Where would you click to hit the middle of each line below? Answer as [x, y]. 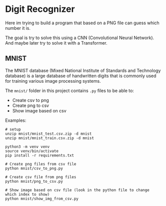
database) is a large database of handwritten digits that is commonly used [81, 76]
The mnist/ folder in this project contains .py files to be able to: [70, 91]
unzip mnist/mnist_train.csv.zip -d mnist [50, 138]
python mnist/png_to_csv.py [34, 181]
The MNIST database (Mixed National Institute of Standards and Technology [83, 70]
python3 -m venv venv [28, 147]
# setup [13, 129]
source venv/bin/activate [32, 151]
